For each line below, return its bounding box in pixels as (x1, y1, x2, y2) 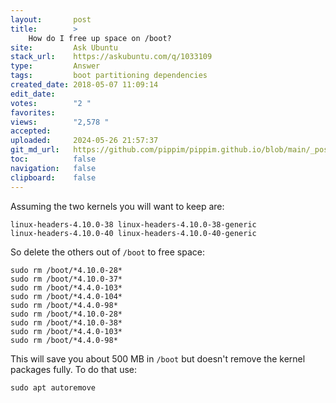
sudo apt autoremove (10, 382, 97, 393)
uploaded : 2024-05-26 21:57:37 (10, 136, 159, 146)
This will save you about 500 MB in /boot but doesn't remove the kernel (10, 352, 306, 365)
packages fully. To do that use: (10, 363, 138, 375)
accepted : (10, 126, 52, 136)
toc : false (10, 154, 97, 164)
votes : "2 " (10, 98, 92, 108)
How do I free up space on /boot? (28, 33, 172, 43)
